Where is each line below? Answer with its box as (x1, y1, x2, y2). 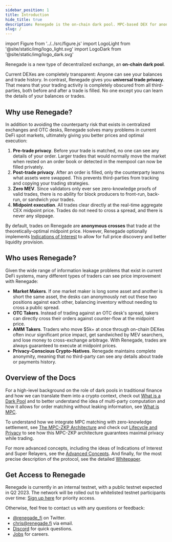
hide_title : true (5, 17, 42, 22)
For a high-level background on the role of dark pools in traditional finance (5, 387, 162, 393)
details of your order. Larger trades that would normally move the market (12, 153, 166, 159)
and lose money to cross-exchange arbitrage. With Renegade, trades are (12, 337, 167, 343)
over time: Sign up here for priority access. (5, 495, 96, 501)
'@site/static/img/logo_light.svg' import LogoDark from (5, 46, 121, 52)
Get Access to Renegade (5, 470, 86, 479)
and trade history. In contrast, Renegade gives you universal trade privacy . (5, 77, 165, 83)
